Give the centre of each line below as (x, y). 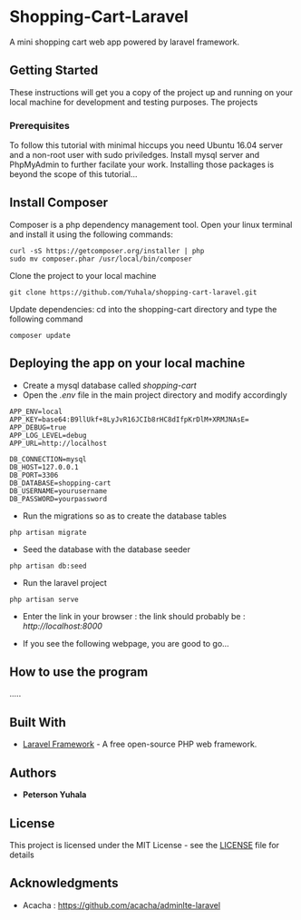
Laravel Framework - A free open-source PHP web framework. (140, 744)
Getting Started (54, 70)
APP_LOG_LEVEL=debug (49, 435)
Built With (38, 722)
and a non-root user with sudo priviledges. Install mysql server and (135, 155)
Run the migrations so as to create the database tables (124, 516)
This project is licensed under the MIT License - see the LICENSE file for (144, 845)
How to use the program (79, 673)
